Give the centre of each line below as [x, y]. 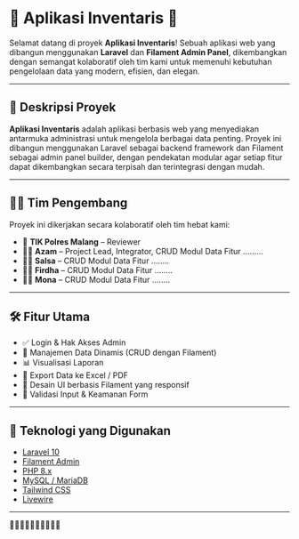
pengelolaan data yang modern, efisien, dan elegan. [105, 71]
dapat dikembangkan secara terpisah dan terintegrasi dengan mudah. [137, 166]
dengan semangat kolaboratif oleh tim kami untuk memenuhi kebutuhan [141, 61]
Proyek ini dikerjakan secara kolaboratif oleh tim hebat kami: [120, 224]
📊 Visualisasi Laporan [63, 363]
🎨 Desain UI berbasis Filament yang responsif [105, 385]
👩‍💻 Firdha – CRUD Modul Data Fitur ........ [97, 269]
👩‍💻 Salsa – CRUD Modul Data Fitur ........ [96, 261]
